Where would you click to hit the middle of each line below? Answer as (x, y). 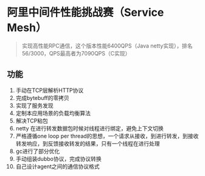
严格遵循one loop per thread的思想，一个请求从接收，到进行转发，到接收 (107, 136)
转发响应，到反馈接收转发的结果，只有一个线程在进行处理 (88, 143)
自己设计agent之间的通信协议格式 (57, 166)
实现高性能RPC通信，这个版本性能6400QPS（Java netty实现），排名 (107, 46)
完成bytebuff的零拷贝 (42, 97)
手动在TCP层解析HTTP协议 (50, 90)
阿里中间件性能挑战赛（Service (85, 12)
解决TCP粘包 (32, 121)
